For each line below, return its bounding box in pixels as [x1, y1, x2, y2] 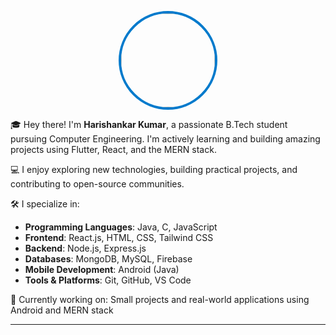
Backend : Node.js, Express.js [24, 242, 147, 254]
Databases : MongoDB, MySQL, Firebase [24, 253, 193, 265]
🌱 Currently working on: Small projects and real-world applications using [10, 294, 310, 305]
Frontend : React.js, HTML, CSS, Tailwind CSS [24, 232, 214, 243]
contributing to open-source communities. [10, 178, 185, 190]
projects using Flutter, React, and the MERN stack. [10, 144, 217, 155]
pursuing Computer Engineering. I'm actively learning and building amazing [10, 133, 321, 145]
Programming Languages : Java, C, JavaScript [24, 221, 218, 233]
